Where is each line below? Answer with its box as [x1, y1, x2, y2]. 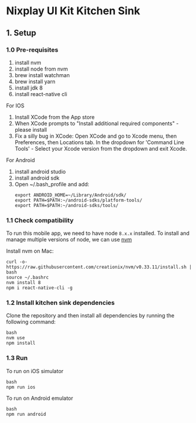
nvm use [6, 335, 25, 341]
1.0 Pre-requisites [6, 46, 59, 54]
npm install [6, 340, 36, 346]
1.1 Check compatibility [6, 216, 74, 224]
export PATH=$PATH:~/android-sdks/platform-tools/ [14, 197, 143, 203]
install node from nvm [14, 65, 68, 72]
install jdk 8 [14, 84, 43, 91]
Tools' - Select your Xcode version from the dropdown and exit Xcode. [14, 145, 188, 152]
